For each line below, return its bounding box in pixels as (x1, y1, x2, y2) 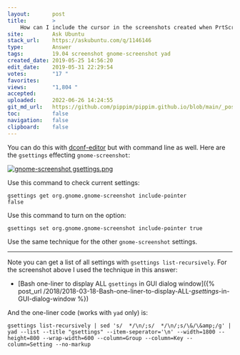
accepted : (7, 90, 37, 97)
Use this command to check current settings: (7, 178, 141, 186)
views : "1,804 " (7, 84, 79, 91)
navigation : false (7, 116, 69, 124)
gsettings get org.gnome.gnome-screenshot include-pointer (7, 192, 187, 199)
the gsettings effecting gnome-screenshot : (7, 151, 131, 159)
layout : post (7, 10, 66, 18)
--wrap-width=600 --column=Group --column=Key (42, 334, 184, 341)
